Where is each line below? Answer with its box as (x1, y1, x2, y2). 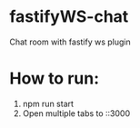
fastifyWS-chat (9, 6, 129, 27)
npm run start (22, 98, 75, 109)
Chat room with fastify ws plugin (9, 36, 132, 47)
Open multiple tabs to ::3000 (22, 107, 131, 119)
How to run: (9, 68, 100, 89)
